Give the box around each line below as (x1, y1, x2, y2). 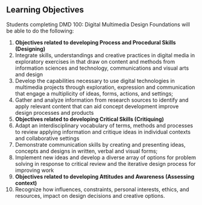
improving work (14, 167, 54, 174)
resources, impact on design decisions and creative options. (14, 192, 165, 199)
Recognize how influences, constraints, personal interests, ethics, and (14, 186, 189, 193)
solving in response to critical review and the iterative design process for (14, 160, 196, 167)
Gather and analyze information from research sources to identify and (14, 96, 189, 103)
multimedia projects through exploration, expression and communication (14, 84, 195, 91)
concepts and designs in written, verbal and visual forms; (14, 147, 158, 155)
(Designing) (14, 45, 46, 52)
